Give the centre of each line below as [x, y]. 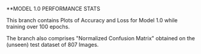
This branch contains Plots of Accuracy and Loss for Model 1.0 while [92, 20]
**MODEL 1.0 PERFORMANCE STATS [53, 9]
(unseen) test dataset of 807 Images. [53, 45]
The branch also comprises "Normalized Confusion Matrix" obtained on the [101, 38]
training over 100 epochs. [38, 27]
